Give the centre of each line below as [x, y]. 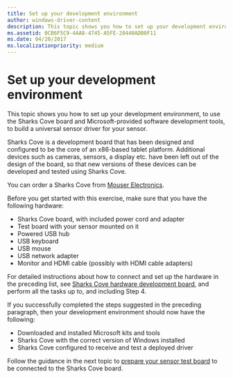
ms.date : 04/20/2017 [37, 39]
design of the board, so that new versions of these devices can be [102, 164]
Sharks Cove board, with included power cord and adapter [101, 219]
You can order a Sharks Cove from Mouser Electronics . [86, 185]
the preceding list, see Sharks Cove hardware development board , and [108, 284]
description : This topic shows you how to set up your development [107, 26]
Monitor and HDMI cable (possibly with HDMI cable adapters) [105, 263]
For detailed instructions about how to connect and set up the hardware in [113, 276]
